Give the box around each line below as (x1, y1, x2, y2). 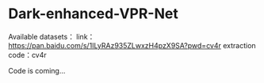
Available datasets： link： (8, 32, 95, 41)
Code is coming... (8, 66, 66, 75)
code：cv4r (8, 50, 48, 59)
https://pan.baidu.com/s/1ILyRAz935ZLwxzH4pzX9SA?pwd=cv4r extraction (8, 40, 256, 50)
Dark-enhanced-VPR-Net (8, 5, 178, 23)
